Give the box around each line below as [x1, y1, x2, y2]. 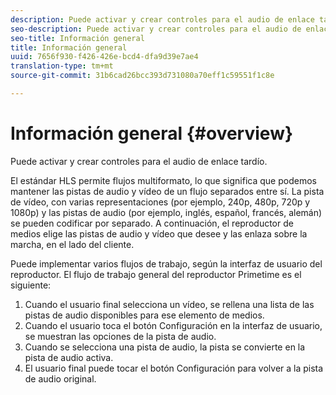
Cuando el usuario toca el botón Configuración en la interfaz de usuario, [24, 319, 323, 331]
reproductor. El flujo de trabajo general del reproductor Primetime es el [10, 268, 302, 280]
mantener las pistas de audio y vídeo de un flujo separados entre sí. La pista [10, 185, 325, 197]
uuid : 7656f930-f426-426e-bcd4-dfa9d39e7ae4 [10, 52, 199, 62]
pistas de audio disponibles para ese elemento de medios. [24, 309, 265, 321]
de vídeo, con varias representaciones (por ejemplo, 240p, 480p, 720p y [10, 196, 311, 208]
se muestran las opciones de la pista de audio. [24, 330, 217, 342]
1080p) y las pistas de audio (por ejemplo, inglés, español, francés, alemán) [10, 206, 323, 218]
